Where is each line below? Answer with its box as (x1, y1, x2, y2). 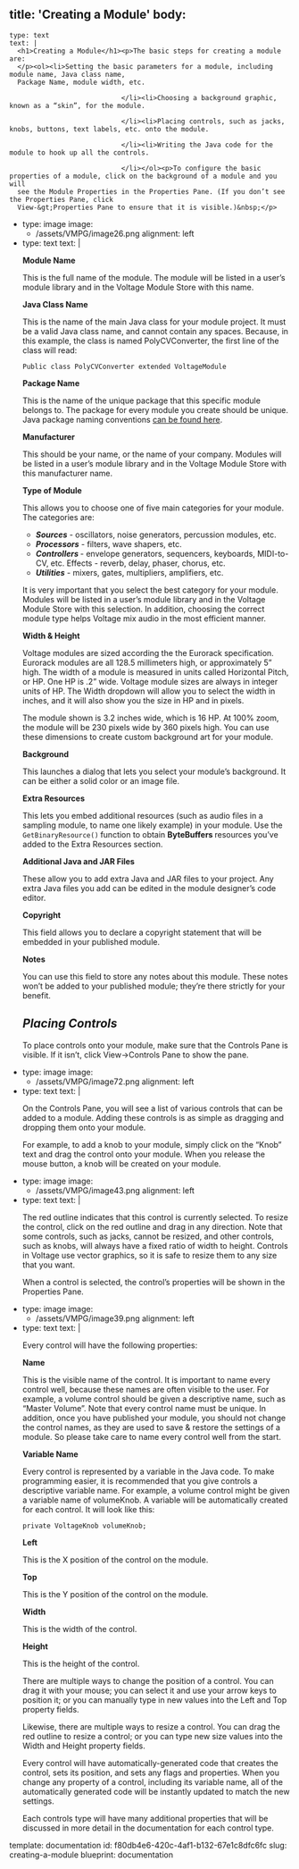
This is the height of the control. (21, 1658, 140, 1669)
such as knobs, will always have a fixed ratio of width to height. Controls (21, 1240, 288, 1250)
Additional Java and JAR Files (21, 855, 136, 866)
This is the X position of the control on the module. (21, 1554, 209, 1565)
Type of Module (21, 484, 82, 495)
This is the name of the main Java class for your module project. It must (21, 316, 287, 327)
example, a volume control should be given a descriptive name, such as (21, 1393, 286, 1404)
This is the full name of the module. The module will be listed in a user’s (21, 272, 286, 282)
